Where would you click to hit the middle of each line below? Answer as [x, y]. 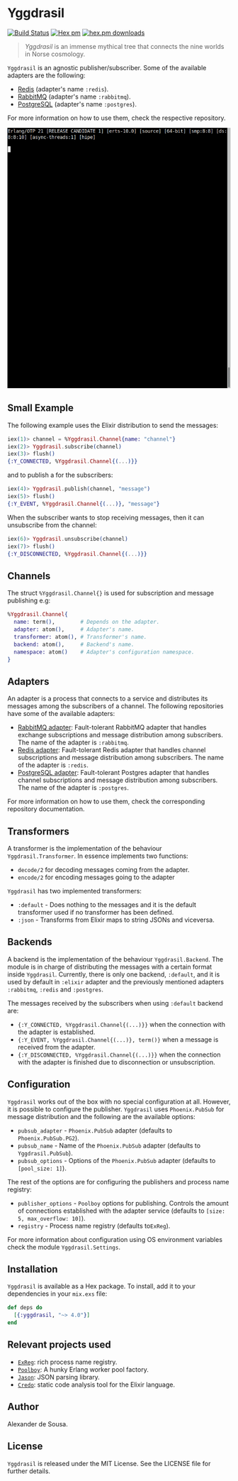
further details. [29, 1471]
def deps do [25, 1308]
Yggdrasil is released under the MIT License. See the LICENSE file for [109, 1463]
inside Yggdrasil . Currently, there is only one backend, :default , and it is [114, 974]
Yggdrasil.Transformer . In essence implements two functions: [98, 856]
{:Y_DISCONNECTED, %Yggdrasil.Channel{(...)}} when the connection [119, 1055]
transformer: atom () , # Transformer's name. [80, 637]
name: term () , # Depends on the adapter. [87, 622]
